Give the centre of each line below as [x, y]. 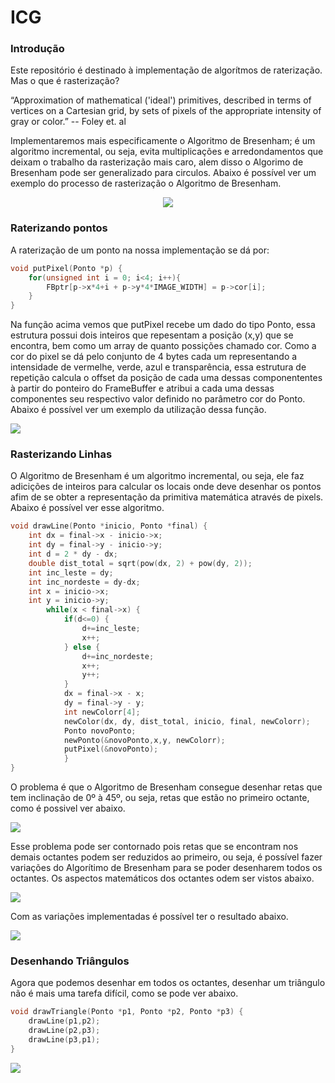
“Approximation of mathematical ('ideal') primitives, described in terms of [161, 100]
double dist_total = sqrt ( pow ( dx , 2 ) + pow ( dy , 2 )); [140, 563]
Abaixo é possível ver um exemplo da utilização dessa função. [138, 410]
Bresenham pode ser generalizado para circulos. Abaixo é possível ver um [163, 173]
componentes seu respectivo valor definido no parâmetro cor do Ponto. [158, 399]
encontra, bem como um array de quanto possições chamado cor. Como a [163, 346]
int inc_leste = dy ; [71, 572]
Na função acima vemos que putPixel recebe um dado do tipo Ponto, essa [163, 325]
